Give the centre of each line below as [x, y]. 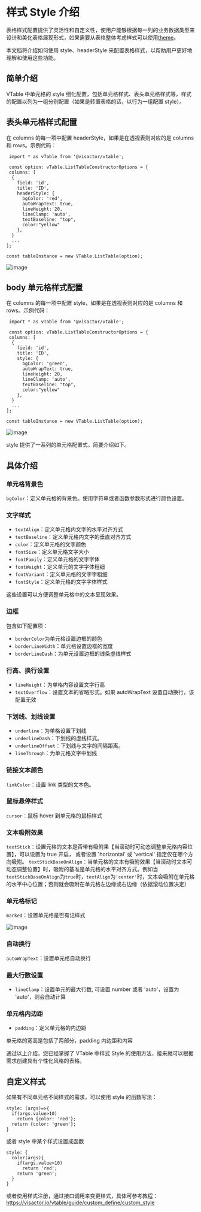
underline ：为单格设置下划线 [51, 731]
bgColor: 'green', [45, 364]
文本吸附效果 [25, 832]
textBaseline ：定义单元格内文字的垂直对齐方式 [73, 537]
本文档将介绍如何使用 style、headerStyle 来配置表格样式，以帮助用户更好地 [99, 50]
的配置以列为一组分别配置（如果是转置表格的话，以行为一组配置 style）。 [95, 101]
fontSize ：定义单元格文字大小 [52, 552]
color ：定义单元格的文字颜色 [51, 544]
